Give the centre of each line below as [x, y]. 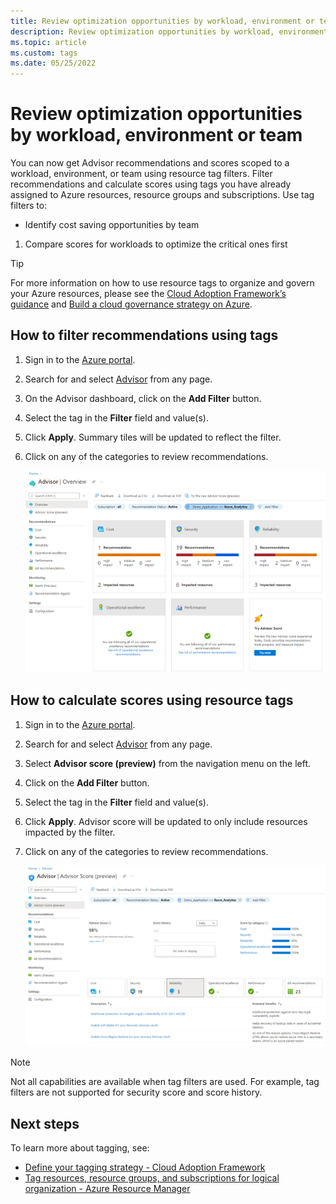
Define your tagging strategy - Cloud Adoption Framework [145, 1167]
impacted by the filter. [70, 832]
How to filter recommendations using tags [144, 335]
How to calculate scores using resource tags [152, 700]
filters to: [29, 206]
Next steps [45, 1123]
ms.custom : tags [44, 53]
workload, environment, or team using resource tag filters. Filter [141, 174]
